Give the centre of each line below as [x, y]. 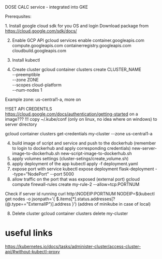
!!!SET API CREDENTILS [29, 109]
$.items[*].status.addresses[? [86, 199]
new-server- [144, 148]
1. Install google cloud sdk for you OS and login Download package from [77, 26]
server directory [21, 124]
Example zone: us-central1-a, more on [43, 99]
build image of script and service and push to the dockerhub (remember [84, 143]
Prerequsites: [18, 16]
